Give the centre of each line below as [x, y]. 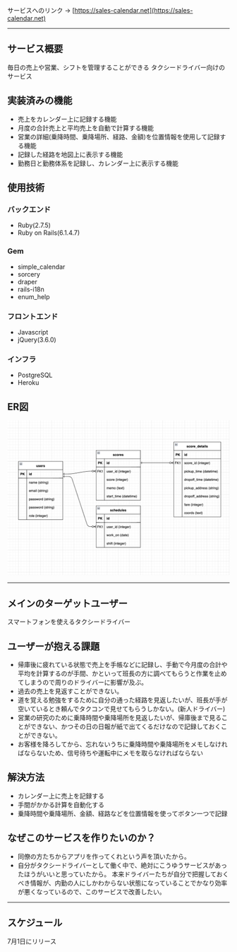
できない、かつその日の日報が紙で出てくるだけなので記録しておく [126, 726]
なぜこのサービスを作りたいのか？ [81, 838]
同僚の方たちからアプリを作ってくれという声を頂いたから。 [104, 856]
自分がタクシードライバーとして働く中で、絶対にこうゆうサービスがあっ [122, 865]
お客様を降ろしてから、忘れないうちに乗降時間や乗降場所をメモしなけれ [122, 744]
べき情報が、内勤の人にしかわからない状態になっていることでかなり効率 [122, 883]
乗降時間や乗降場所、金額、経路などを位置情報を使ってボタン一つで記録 [122, 813]
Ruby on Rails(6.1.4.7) [49, 233]
